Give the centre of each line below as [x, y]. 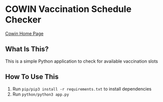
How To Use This [32, 77]
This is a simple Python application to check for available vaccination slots [82, 61]
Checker [23, 20]
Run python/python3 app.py [40, 94]
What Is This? [27, 49]
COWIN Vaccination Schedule [68, 9]
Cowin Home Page [24, 33]
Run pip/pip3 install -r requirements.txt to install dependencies [82, 89]
